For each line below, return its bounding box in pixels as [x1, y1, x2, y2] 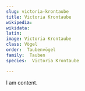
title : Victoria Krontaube [6, 14, 72, 20]
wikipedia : [6, 19, 33, 25]
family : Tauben [6, 52, 45, 58]
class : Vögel [6, 42, 38, 48]
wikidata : [6, 25, 30, 31]
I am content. [6, 79, 38, 86]
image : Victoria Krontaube [6, 36, 72, 42]
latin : [6, 31, 22, 36]
